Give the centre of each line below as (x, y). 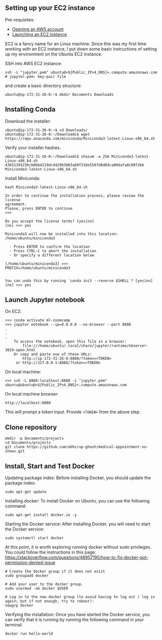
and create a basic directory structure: (43, 86)
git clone (15, 447)
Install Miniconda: (23, 178)
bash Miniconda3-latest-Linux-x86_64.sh (47, 187)
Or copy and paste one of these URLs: (53, 354)
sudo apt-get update (26, 492)
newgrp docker (19, 605)
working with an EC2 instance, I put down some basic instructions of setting (81, 49)
